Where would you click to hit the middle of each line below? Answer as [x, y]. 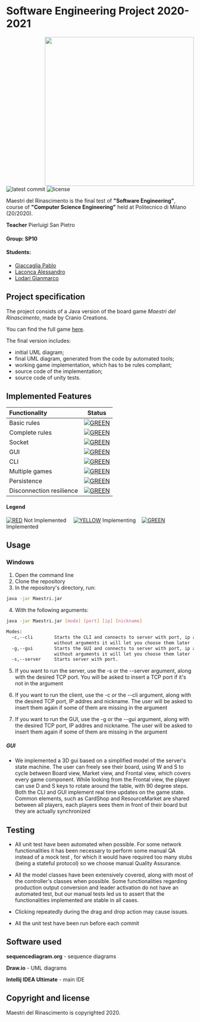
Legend [16, 507]
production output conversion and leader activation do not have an [96, 888]
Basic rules [25, 423]
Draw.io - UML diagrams [37, 968]
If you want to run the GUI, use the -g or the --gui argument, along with [102, 719]
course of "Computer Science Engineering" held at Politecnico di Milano [96, 207]
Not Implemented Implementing [80, 520]
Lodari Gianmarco [37, 278]
